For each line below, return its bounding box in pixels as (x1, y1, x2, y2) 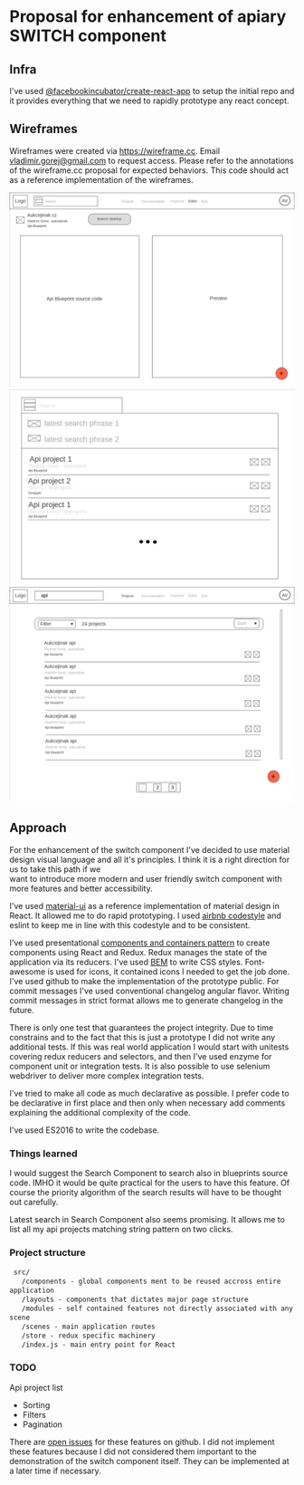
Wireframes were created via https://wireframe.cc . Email (9, 145, 220, 156)
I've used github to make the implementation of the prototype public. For (9, 975, 280, 986)
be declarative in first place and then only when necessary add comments (9, 1097, 286, 1108)
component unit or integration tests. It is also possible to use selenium (9, 1060, 271, 1071)
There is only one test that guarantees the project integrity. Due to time (9, 1021, 274, 1033)
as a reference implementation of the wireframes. (9, 174, 194, 185)
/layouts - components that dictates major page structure (21, 1295, 249, 1305)
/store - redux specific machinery (21, 1331, 156, 1341)
